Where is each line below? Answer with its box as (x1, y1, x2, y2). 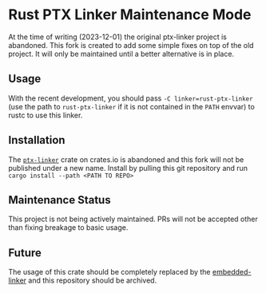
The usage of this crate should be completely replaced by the (8, 267, 211, 277)
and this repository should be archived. (27, 275, 157, 285)
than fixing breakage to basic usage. (8, 223, 129, 232)
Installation (8, 133, 66, 147)
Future (8, 246, 42, 259)
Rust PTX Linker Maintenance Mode (8, 6, 252, 24)
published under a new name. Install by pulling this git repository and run (8, 163, 248, 172)
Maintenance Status (8, 193, 111, 207)
